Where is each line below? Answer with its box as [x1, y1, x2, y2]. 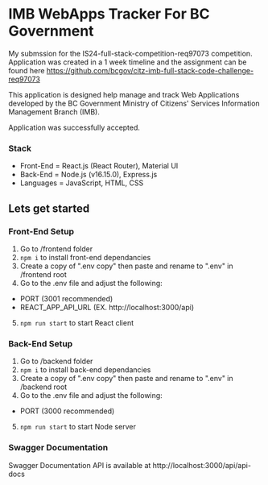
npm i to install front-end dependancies [19, 252, 151, 262]
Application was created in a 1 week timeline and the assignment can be [8, 57, 247, 67]
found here [8, 65, 45, 75]
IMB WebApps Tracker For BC [8, 5, 210, 23]
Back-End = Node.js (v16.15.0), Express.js [19, 170, 158, 180]
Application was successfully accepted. [8, 122, 141, 132]
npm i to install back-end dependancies [19, 365, 151, 375]
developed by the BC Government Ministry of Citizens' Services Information [8, 98, 260, 108]
